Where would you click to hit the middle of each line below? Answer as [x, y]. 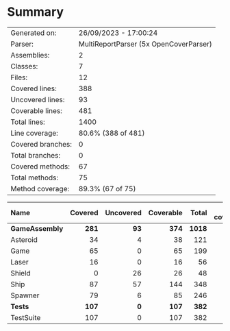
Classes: [24, 66]
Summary [35, 12]
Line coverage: [34, 133]
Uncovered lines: [38, 99]
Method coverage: [40, 188]
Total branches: [36, 155]
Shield [21, 273]
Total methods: [35, 177]
